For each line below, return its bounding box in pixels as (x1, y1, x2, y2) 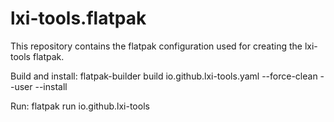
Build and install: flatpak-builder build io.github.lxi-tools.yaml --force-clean (10, 70, 318, 82)
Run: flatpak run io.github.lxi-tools (10, 100, 150, 112)
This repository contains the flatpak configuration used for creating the (10, 40, 303, 52)
